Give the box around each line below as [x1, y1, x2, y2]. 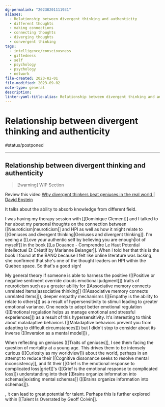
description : [5, 90, 32, 95]
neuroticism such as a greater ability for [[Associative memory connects [5, 283, 151, 289]
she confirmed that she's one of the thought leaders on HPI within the [5, 258, 146, 264]
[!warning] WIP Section [17, 182, 64, 188]
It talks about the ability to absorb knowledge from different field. [5, 206, 137, 212]
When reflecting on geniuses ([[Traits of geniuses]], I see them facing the [5, 339, 154, 345]
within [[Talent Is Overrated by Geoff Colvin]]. [5, 396, 97, 402]
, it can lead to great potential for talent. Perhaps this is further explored [5, 391, 150, 397]
